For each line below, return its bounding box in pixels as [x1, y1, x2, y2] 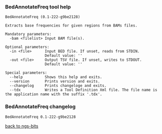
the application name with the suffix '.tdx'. [5, 92, 102, 97]
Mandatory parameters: [5, 32, 52, 37]
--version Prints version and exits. [9, 79, 100, 84]
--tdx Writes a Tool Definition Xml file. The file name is [9, 87, 158, 93]
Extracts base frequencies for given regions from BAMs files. [5, 23, 138, 28]
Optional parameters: [5, 45, 50, 50]
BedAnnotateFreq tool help [5, 3, 71, 10]
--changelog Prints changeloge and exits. [9, 83, 107, 88]
